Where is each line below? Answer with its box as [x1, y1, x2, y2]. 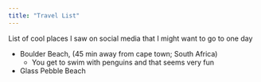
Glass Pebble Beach [19, 65, 86, 76]
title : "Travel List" [8, 11, 80, 20]
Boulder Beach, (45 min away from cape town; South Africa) [19, 49, 218, 58]
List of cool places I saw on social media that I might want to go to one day [8, 33, 253, 43]
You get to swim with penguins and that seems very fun [31, 57, 215, 67]
